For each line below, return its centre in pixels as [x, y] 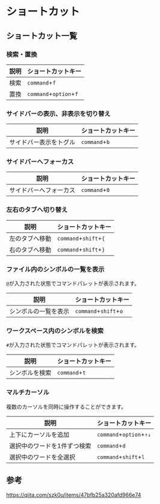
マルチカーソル [28, 392]
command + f [41, 82]
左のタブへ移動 [31, 238]
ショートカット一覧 [42, 36]
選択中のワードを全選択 [43, 457]
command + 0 [95, 190]
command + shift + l [121, 457]
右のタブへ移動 [31, 250]
